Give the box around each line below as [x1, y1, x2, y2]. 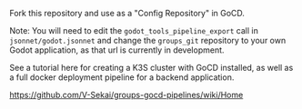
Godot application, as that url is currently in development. [9, 45, 225, 55]
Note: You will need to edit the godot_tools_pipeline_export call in [9, 25, 259, 35]
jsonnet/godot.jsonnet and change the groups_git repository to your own [9, 35, 287, 45]
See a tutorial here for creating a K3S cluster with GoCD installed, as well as [9, 63, 294, 73]
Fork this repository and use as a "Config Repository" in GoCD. [9, 8, 246, 18]
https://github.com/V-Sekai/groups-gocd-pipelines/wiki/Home [9, 90, 244, 100]
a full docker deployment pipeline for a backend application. [9, 72, 235, 83]
